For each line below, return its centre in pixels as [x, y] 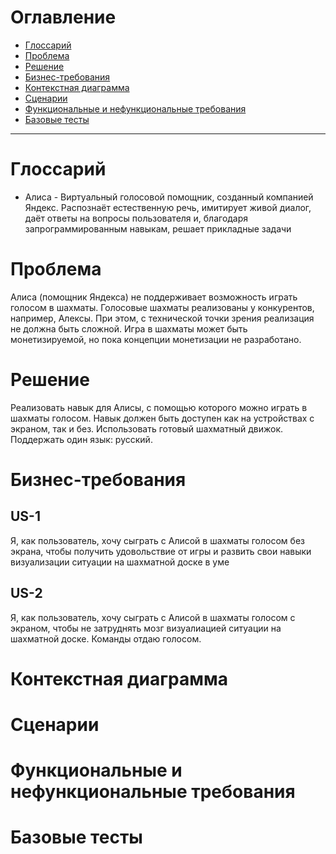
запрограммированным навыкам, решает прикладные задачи [158, 228]
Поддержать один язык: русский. [81, 439]
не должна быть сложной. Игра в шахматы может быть [129, 328]
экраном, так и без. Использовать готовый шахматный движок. [147, 428]
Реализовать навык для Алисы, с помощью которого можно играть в [159, 407]
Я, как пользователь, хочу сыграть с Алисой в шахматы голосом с [153, 617]
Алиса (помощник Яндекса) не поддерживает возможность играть [154, 297]
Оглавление [63, 17]
